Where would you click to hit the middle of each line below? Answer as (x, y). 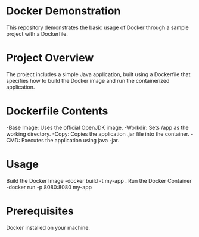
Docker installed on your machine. (48, 227)
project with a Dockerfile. (37, 33)
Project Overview (50, 58)
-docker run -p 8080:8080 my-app (49, 187)
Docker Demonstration (63, 11)
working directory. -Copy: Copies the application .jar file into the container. (98, 134)
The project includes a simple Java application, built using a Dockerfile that (98, 74)
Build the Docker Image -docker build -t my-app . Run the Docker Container (99, 180)
